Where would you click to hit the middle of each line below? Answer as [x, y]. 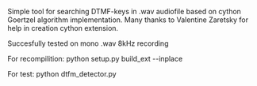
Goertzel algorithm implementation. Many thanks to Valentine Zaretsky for [128, 20]
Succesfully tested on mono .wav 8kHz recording [88, 43]
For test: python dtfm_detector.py [62, 74]
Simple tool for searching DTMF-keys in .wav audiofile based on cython [124, 11]
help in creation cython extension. [63, 28]
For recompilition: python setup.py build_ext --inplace [95, 59]
